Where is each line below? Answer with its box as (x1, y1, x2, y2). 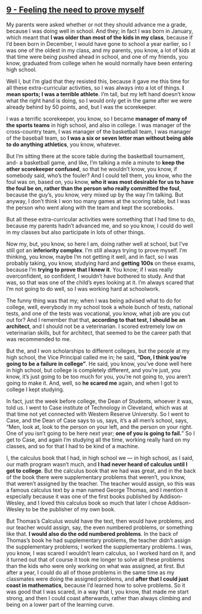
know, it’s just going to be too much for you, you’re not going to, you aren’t (6, 373, 191, 380)
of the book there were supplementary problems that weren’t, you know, (6, 473, 186, 480)
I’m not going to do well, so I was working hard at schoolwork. (6, 285, 160, 292)
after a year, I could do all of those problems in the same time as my (6, 569, 175, 576)
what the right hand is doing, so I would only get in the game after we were (6, 97, 192, 104)
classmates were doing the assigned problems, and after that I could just (6, 575, 189, 583)
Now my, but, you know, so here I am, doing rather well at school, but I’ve (6, 240, 189, 247)
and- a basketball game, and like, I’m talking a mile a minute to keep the (6, 158, 185, 166)
